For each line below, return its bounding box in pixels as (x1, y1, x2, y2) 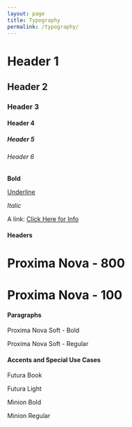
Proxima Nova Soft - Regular (7, 340, 89, 348)
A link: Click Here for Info (7, 215, 79, 223)
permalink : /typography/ (7, 23, 79, 30)
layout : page (7, 10, 45, 17)
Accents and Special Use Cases (7, 355, 101, 364)
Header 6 (7, 153, 35, 161)
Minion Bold (7, 398, 42, 407)
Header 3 (7, 102, 40, 112)
